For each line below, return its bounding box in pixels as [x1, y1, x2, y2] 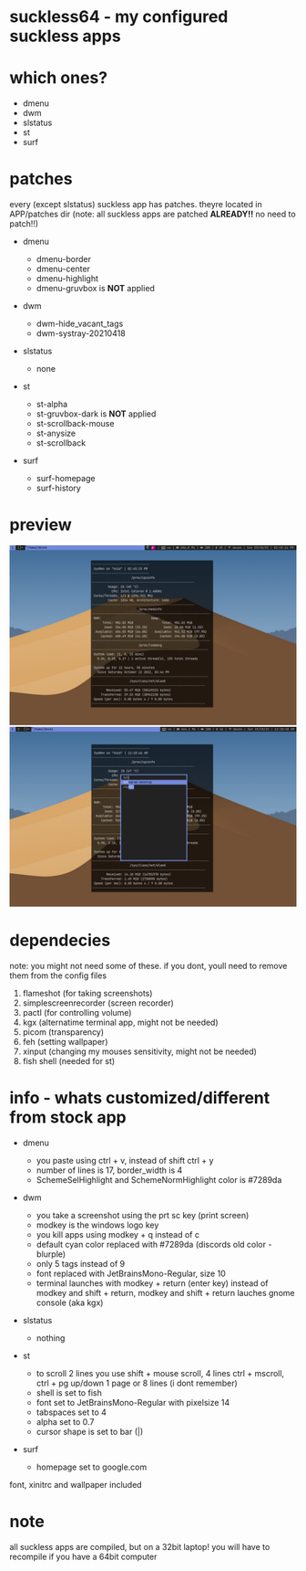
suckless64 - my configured [9, 6, 229, 27]
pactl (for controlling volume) [22, 1007, 132, 1017]
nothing [36, 1332, 66, 1344]
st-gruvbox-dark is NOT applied [36, 408, 157, 419]
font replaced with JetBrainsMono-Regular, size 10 [36, 1268, 226, 1279]
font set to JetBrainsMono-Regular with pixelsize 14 [36, 1397, 230, 1408]
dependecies [9, 930, 111, 951]
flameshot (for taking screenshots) [22, 987, 153, 998]
